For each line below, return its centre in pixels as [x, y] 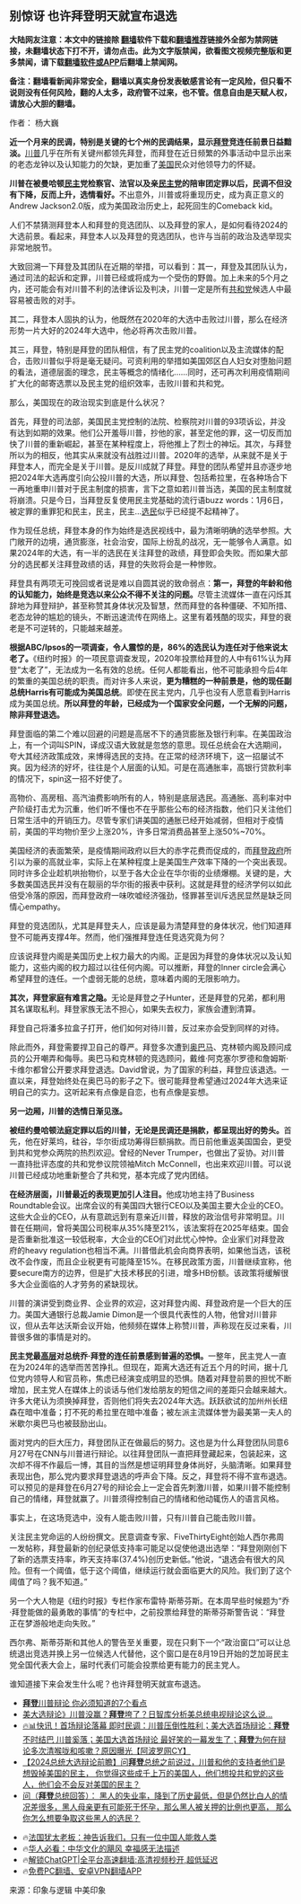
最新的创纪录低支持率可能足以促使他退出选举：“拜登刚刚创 [172, 1547]
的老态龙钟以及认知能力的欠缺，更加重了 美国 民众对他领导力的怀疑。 [135, 164]
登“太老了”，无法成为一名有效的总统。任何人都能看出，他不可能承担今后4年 [149, 669]
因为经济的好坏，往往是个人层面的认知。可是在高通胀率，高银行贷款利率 [158, 767]
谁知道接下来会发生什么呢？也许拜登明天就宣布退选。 [107, 1684]
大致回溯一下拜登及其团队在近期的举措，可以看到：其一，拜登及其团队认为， [150, 266]
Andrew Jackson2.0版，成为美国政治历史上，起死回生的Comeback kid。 [143, 206]
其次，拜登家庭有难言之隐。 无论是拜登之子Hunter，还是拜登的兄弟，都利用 [147, 997]
